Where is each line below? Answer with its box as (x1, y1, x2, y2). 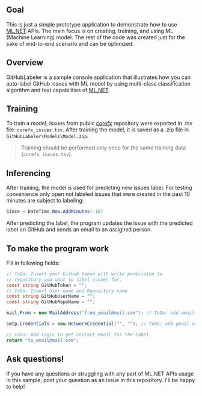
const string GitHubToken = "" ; (6, 282, 87, 288)
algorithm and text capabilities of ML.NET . (6, 86, 110, 93)
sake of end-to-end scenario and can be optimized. (6, 40, 134, 47)
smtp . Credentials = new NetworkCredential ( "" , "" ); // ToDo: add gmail (6, 321, 189, 327)
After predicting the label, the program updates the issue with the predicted (6, 219, 194, 227)
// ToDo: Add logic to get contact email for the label (6, 332, 149, 338)
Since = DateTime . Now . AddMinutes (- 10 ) (6, 209, 103, 215)
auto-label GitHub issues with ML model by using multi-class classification (6, 80, 191, 87)
